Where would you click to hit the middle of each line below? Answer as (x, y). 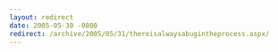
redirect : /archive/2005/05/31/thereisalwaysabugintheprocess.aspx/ (139, 33)
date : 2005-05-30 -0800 (54, 26)
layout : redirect (42, 17)
